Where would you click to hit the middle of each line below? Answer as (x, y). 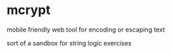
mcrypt (29, 10)
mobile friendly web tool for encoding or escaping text (86, 29)
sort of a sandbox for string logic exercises (69, 43)
